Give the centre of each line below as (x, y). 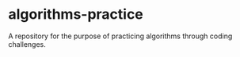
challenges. (27, 44)
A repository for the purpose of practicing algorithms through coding (120, 36)
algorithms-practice (76, 14)
